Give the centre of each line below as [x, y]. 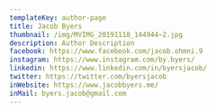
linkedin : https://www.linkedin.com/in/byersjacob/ [108, 69]
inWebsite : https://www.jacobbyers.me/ [84, 85]
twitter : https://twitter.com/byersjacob [88, 77]
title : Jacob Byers [46, 26]
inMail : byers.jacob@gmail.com [68, 93]
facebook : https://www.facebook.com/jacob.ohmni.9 [106, 51]
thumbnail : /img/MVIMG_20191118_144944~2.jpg [96, 34]
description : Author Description [72, 43]
